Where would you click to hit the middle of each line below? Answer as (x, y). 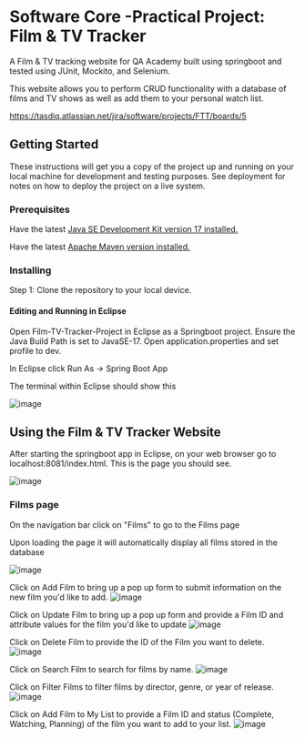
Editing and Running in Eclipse (68, 310)
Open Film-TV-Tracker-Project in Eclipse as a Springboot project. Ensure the (152, 331)
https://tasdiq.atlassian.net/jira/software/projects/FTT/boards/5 (128, 116)
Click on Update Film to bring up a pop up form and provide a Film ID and (147, 614)
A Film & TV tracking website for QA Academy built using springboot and (146, 61)
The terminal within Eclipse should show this (93, 386)
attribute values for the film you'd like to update (98, 624)
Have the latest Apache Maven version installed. (100, 247)
